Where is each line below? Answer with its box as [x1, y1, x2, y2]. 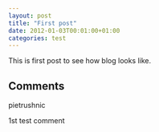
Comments [8, 79, 65, 93]
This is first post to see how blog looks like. [8, 56, 152, 66]
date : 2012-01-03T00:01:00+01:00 [8, 26, 120, 34]
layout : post [8, 11, 52, 20]
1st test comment [8, 116, 66, 126]
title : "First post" [8, 19, 78, 27]
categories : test [8, 34, 67, 42]
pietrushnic [8, 101, 46, 110]
